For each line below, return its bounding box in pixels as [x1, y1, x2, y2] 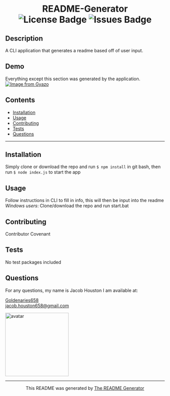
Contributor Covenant [5, 231, 51, 237]
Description [5, 34, 43, 43]
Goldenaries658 [5, 297, 39, 303]
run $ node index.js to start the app [5, 169, 81, 175]
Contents [5, 96, 35, 105]
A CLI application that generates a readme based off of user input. [5, 48, 143, 53]
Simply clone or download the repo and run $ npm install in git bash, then [5, 163, 161, 170]
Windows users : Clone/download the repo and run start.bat [5, 203, 129, 209]
